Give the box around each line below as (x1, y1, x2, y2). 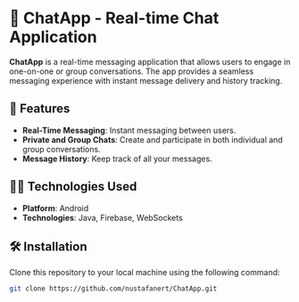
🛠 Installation (9, 239, 87, 254)
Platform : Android (21, 202, 89, 213)
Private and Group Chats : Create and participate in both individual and (21, 134, 283, 145)
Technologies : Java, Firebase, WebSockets (21, 212, 183, 223)
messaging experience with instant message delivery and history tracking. (9, 75, 283, 86)
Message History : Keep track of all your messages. (21, 153, 212, 164)
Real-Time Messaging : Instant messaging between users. (21, 125, 237, 135)
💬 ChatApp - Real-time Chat (9, 8, 220, 29)
